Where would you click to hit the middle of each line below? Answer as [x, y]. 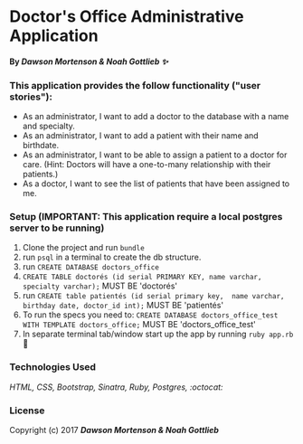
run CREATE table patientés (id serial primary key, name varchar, [153, 296]
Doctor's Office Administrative [127, 17]
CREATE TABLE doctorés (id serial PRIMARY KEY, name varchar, [142, 278]
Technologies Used [53, 367]
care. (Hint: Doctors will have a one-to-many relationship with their [147, 165]
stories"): [31, 97]
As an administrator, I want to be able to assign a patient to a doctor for [155, 155]
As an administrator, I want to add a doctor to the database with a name [156, 117]
